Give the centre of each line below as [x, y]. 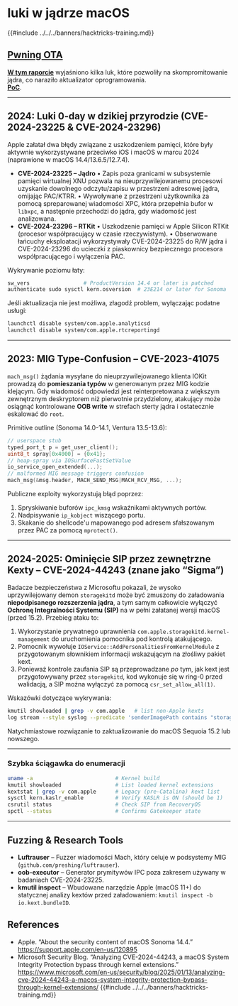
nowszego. [23, 738]
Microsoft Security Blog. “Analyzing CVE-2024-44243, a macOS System [123, 957]
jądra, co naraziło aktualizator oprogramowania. [77, 80]
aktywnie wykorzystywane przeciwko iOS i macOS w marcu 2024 [103, 152]
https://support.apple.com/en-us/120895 [78, 949]
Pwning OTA [35, 55]
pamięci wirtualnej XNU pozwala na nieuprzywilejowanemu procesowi [120, 181]
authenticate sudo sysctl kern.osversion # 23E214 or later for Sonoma [117, 290]
